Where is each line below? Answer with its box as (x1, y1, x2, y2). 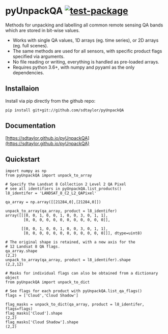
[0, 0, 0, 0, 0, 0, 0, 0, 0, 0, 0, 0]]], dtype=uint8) (23, 231, 143, 236)
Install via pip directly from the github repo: (5, 98, 96, 104)
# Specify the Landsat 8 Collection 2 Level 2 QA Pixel (5, 182, 126, 187)
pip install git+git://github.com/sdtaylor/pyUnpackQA (5, 107, 124, 113)
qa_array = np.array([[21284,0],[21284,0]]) (5, 200, 101, 205)
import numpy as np (5, 168, 47, 174)
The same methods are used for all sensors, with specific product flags (12, 48, 162, 54)
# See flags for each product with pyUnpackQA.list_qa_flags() (5, 289, 143, 294)
